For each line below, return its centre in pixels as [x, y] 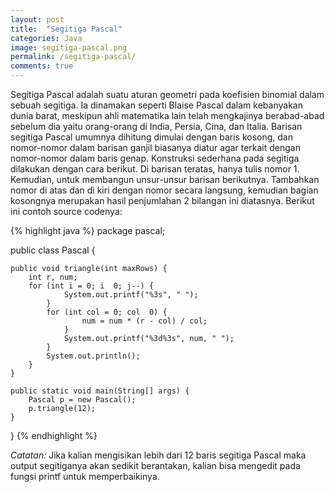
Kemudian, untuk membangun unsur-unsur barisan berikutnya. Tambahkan [165, 179]
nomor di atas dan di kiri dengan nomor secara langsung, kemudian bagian [164, 190]
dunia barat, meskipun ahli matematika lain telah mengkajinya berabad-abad [167, 115]
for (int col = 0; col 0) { [107, 312]
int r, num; [53, 277]
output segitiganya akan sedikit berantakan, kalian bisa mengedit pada [155, 465]
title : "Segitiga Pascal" [66, 29]
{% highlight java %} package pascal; [88, 230]
